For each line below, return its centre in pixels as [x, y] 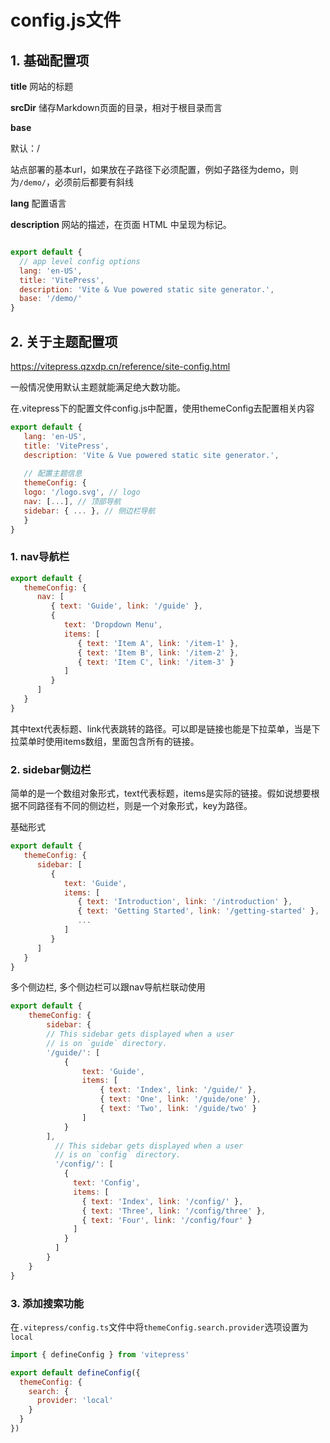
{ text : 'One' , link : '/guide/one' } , [180, 1099]
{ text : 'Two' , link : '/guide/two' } [178, 1109]
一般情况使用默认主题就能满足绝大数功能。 [98, 387]
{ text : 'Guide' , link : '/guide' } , [126, 606]
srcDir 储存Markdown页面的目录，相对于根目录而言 [116, 107]
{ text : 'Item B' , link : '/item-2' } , [158, 652]
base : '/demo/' [51, 299]
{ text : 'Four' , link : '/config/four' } [167, 1220]
